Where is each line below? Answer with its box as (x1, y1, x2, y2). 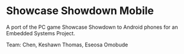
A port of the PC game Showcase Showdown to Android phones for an (6, 23, 179, 31)
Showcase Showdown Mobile (6, 4, 154, 18)
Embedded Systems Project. (6, 29, 76, 36)
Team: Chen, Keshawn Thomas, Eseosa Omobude (6, 41, 128, 48)
